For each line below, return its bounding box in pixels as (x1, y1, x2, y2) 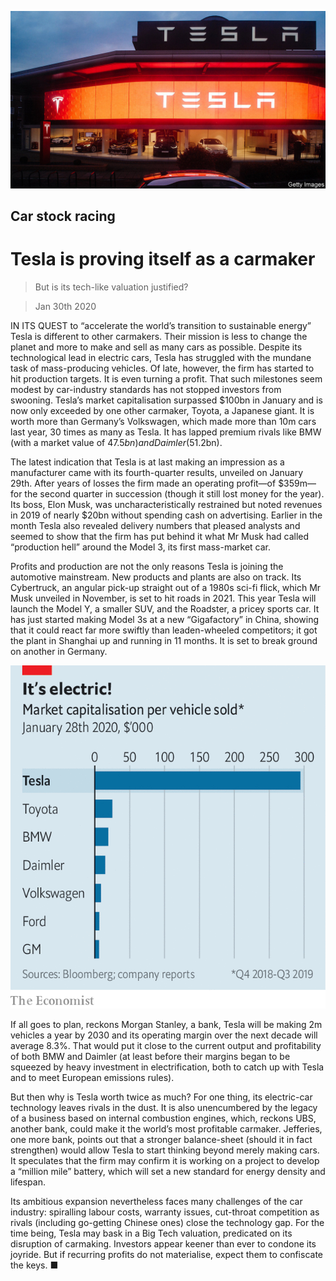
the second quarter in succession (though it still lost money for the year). (24, 487, 325, 500)
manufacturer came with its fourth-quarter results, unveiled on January (10, 466, 304, 478)
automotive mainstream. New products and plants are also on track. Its (10, 571, 302, 583)
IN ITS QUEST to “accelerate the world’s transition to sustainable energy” (10, 319, 312, 331)
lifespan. (10, 1176, 46, 1188)
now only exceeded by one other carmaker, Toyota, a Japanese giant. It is (10, 404, 315, 416)
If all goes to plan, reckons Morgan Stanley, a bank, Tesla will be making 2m (10, 1018, 323, 1030)
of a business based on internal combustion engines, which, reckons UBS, (10, 1112, 317, 1124)
